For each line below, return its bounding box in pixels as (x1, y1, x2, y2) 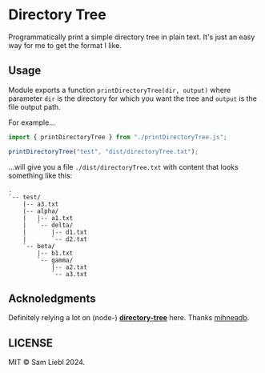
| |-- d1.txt (22, 228, 88, 236)
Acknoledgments (8, 291, 96, 305)
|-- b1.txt (37, 249, 74, 257)
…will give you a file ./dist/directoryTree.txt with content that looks (8, 162, 239, 171)
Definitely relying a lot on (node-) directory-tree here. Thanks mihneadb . (8, 313, 250, 323)
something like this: (8, 170, 73, 180)
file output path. (8, 102, 62, 111)
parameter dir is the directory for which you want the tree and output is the (8, 94, 258, 103)
